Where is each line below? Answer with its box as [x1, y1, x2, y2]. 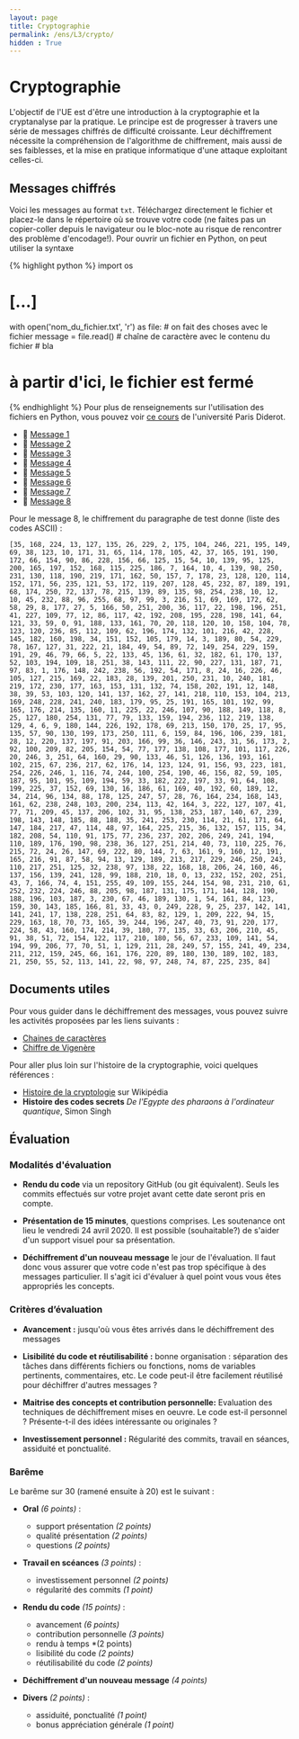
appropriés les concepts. [22, 1281, 115, 1292]
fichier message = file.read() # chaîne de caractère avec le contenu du [9, 330, 271, 342]
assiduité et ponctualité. [22, 1443, 111, 1454]
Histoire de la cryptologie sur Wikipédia [22, 1086, 169, 1098]
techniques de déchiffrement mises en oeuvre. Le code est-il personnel [22, 1406, 287, 1417]
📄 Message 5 [22, 467, 72, 478]
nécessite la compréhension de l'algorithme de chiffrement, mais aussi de [9, 136, 283, 147]
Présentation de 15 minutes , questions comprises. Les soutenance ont [22, 1215, 286, 1226]
